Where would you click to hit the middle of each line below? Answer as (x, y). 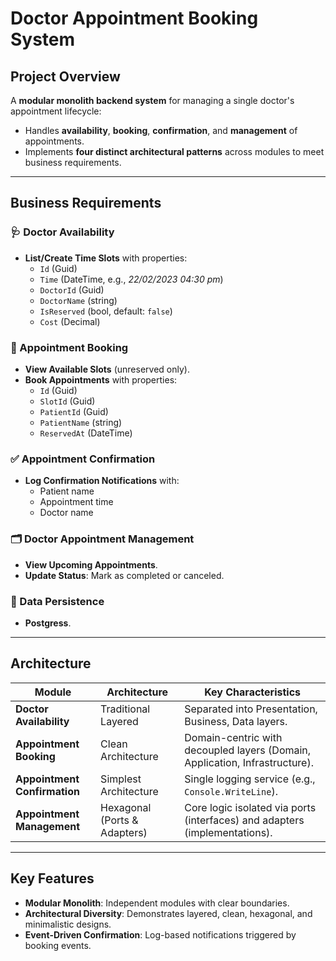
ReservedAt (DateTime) (86, 433)
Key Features (52, 878)
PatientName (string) (81, 422)
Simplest (121, 779)
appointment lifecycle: (56, 111)
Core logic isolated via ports (250, 807)
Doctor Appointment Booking (134, 18)
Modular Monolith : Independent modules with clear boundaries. (157, 903)
